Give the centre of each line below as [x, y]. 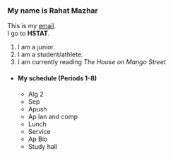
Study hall [43, 146]
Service [39, 131]
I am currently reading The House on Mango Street [91, 62]
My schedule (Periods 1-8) [57, 78]
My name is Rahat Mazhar [53, 11]
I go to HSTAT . [29, 33]
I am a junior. [36, 47]
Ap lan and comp [53, 116]
